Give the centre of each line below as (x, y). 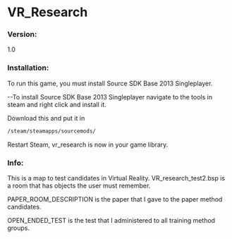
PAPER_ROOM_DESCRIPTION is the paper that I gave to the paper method (115, 199)
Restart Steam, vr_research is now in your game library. (88, 145)
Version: (22, 35)
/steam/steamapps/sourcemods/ (52, 131)
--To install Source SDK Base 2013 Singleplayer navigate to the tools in (110, 97)
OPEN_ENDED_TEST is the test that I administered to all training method (111, 220)
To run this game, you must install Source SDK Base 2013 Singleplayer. (110, 83)
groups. (19, 228)
